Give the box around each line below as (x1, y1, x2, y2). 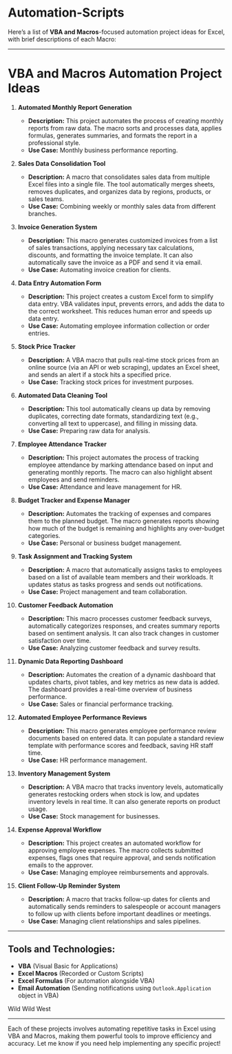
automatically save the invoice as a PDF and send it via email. (28, 258, 202, 267)
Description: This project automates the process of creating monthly (28, 116, 224, 125)
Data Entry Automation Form (17, 278, 102, 287)
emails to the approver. (28, 861, 94, 869)
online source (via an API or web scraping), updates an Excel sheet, (28, 363, 220, 371)
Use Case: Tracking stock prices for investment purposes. (28, 378, 194, 386)
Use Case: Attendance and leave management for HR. (28, 482, 182, 491)
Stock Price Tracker (17, 342, 76, 350)
